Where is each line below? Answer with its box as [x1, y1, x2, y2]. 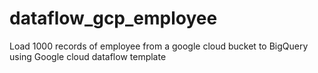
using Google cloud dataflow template [9, 50, 167, 62]
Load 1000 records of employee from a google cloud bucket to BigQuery [9, 40, 309, 52]
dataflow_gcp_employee [9, 7, 218, 30]
